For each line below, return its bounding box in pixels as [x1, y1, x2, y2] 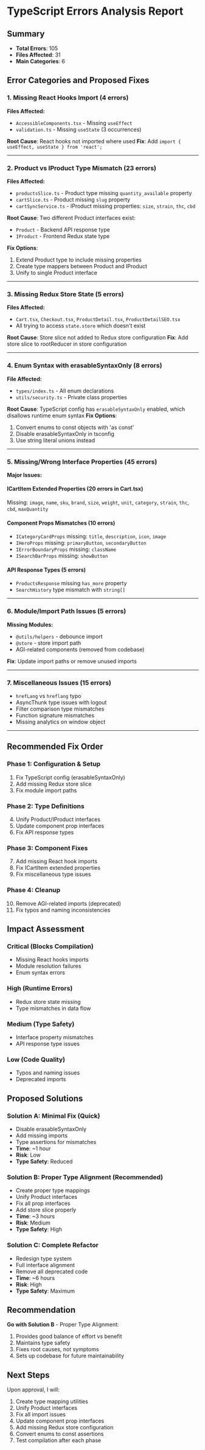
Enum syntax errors [15, 969, 66, 976]
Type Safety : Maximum [15, 1287, 75, 1295]
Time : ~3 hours [15, 1213, 55, 1220]
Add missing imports [15, 1132, 68, 1139]
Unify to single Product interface [15, 269, 98, 276]
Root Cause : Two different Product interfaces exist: [7, 214, 136, 221]
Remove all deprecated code [15, 1268, 88, 1275]
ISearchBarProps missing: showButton [15, 552, 108, 560]
